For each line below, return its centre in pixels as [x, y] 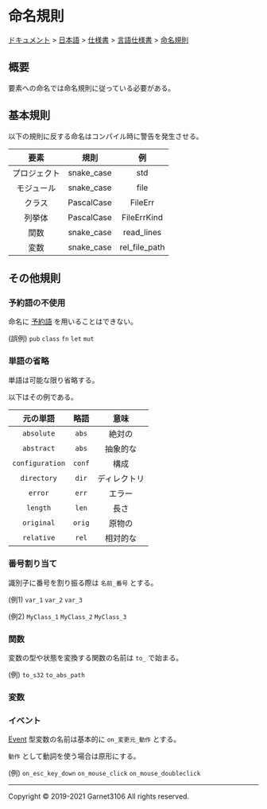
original [39, 523]
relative [39, 538]
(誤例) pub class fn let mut [51, 339]
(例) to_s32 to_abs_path [46, 675]
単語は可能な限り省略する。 [54, 380]
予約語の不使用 [37, 303]
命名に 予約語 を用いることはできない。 [73, 322]
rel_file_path [142, 247]
